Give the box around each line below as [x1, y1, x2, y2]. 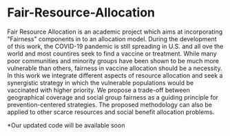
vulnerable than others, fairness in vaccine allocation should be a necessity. [7, 64, 222, 72]
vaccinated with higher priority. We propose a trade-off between [7, 86, 191, 94]
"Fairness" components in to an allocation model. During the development [7, 34, 217, 43]
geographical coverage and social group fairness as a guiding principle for [7, 93, 219, 101]
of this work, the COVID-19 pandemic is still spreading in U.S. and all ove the [7, 42, 224, 50]
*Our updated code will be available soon [7, 121, 125, 129]
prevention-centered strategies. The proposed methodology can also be [7, 100, 212, 109]
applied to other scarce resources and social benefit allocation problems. [7, 108, 215, 116]
